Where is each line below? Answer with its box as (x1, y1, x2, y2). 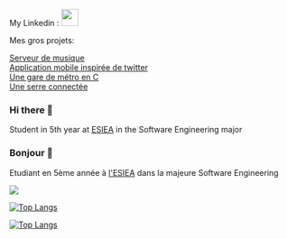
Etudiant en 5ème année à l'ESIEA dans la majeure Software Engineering (9, 167, 279, 178)
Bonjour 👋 (9, 147, 53, 160)
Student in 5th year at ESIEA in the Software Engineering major (9, 124, 243, 135)
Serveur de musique (9, 52, 85, 63)
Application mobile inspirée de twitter (9, 62, 149, 72)
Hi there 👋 (9, 104, 54, 116)
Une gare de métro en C (9, 72, 99, 82)
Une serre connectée (9, 81, 88, 92)
